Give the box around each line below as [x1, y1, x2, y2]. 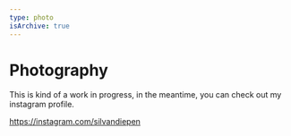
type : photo [9, 13, 54, 22]
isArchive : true [9, 21, 70, 30]
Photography [9, 60, 109, 81]
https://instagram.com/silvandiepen [9, 116, 141, 127]
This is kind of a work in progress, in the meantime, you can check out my [9, 89, 282, 100]
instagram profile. [9, 99, 74, 110]
